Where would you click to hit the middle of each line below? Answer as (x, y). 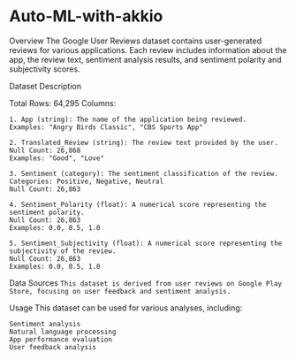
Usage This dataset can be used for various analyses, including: (126, 308)
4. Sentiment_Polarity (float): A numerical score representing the (138, 204)
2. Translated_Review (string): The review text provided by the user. (144, 142)
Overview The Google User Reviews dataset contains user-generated (136, 41)
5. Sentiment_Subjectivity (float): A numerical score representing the (146, 243)
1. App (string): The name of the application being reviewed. (128, 119)
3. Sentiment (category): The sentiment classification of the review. (144, 173)
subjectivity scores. (45, 69)
